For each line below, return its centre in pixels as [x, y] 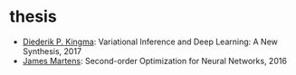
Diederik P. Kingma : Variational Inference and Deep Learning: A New [150, 42]
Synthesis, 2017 [52, 51]
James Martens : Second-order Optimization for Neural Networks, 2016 [155, 61]
